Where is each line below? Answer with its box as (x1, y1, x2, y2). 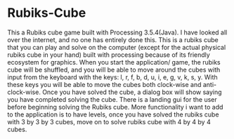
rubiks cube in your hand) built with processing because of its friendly (7, 51, 211, 59)
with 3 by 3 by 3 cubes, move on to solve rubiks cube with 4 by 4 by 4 (7, 117, 211, 126)
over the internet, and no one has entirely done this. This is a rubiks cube (7, 35, 219, 44)
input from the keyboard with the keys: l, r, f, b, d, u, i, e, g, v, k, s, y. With (7, 72, 218, 81)
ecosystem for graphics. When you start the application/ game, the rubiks (7, 58, 221, 66)
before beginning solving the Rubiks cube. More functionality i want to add (7, 102, 223, 111)
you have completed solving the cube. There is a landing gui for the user (7, 95, 218, 103)
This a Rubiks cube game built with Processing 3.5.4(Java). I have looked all (7, 28, 228, 37)
